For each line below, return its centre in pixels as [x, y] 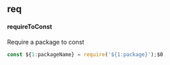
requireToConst [30, 26]
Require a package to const [46, 42]
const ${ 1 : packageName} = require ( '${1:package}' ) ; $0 [85, 54]
